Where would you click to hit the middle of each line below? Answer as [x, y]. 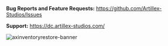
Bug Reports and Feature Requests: [50, 8]
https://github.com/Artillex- [129, 8]
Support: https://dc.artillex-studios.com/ [55, 26]
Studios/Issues [24, 15]
